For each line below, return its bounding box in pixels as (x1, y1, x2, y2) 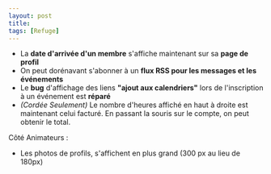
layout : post (8, 11, 53, 20)
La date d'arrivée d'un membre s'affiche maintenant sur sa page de (19, 49, 249, 59)
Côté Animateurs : (8, 133, 69, 143)
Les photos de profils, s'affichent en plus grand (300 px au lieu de (19, 148, 241, 158)
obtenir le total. (19, 118, 71, 127)
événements (19, 74, 64, 85)
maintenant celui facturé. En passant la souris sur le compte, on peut (19, 109, 249, 118)
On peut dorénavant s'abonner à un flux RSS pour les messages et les (19, 66, 257, 76)
